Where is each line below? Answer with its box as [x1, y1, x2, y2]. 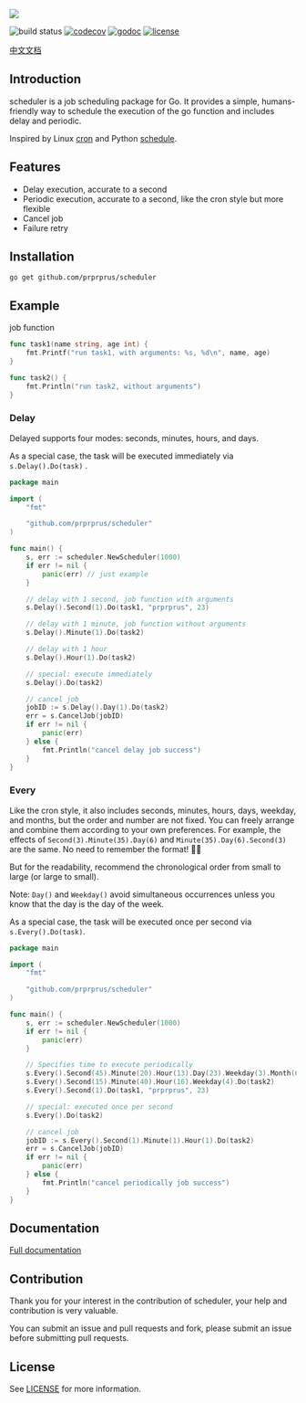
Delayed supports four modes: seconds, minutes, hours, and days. [9, 432, 260, 443]
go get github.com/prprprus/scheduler [9, 273, 157, 282]
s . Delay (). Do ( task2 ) [25, 678, 104, 687]
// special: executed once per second [25, 1102, 173, 1112]
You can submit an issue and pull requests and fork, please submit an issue [9, 1323, 292, 1334]
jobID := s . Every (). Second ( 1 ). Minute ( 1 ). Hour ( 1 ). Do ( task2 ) [25, 1135, 255, 1145]
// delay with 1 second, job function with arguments [25, 595, 234, 604]
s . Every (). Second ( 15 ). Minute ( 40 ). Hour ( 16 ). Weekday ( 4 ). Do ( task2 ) [25, 1078, 275, 1087]
